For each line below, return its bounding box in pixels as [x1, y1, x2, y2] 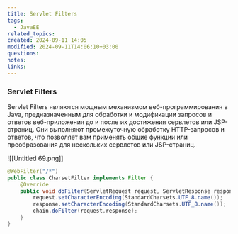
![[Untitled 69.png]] [7, 154, 64, 162]
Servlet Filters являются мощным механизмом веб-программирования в [7, 102, 228, 111]
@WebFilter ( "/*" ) [7, 167, 59, 174]
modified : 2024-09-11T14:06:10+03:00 [7, 43, 119, 50]
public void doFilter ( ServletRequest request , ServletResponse [20, 187, 211, 195]
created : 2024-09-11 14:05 [7, 37, 87, 44]
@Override [20, 181, 50, 188]
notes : [7, 57, 27, 64]
